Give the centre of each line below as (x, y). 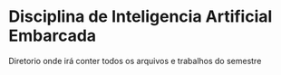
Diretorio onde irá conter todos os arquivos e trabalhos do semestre (135, 61)
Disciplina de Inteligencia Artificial (140, 17)
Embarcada (53, 36)
